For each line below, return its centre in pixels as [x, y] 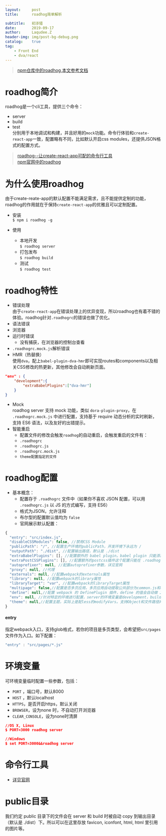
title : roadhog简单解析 [34, 14]
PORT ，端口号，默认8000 [38, 691]
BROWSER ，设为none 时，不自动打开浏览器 [54, 710]
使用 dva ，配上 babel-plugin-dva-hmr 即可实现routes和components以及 [83, 361]
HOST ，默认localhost [33, 697]
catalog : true [23, 42]
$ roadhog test [35, 270]
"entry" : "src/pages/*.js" [34, 645]
